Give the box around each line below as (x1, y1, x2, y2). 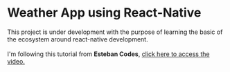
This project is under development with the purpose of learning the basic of (7, 28, 223, 36)
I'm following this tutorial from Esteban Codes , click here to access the (7, 50, 210, 58)
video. (7, 57, 26, 65)
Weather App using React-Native (7, 5, 202, 21)
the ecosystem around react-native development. (7, 35, 148, 43)
